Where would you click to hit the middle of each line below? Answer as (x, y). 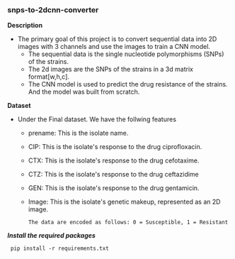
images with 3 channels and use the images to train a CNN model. (114, 47)
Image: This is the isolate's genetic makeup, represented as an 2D (124, 202)
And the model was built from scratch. (84, 92)
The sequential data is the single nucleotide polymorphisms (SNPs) (126, 54)
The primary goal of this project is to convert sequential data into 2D (117, 39)
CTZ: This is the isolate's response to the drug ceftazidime (114, 175)
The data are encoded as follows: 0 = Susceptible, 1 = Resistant (128, 222)
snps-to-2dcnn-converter (53, 10)
